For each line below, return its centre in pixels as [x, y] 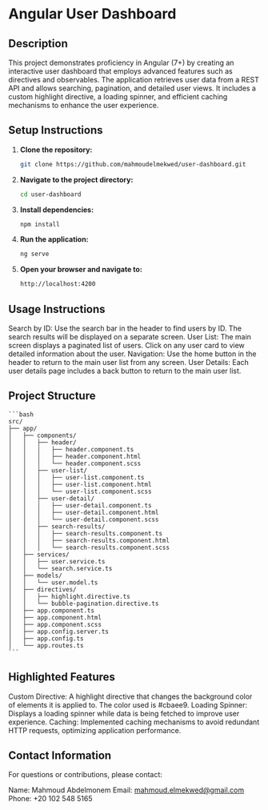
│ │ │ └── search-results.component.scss [89, 547]
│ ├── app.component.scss [55, 624]
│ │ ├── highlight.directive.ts [69, 596]
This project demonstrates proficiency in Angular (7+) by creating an [121, 62]
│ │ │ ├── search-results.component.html [89, 540]
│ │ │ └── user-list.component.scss [80, 491]
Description [38, 44]
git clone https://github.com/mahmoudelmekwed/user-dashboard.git [133, 164]
